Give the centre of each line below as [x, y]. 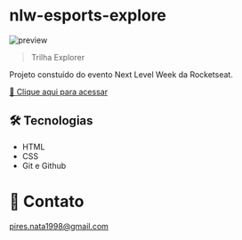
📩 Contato [47, 201]
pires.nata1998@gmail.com [59, 226]
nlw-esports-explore [88, 16]
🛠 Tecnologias [51, 121]
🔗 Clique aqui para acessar [59, 92]
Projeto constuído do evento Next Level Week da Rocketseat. [121, 74]
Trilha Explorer [58, 57]
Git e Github [44, 165]
